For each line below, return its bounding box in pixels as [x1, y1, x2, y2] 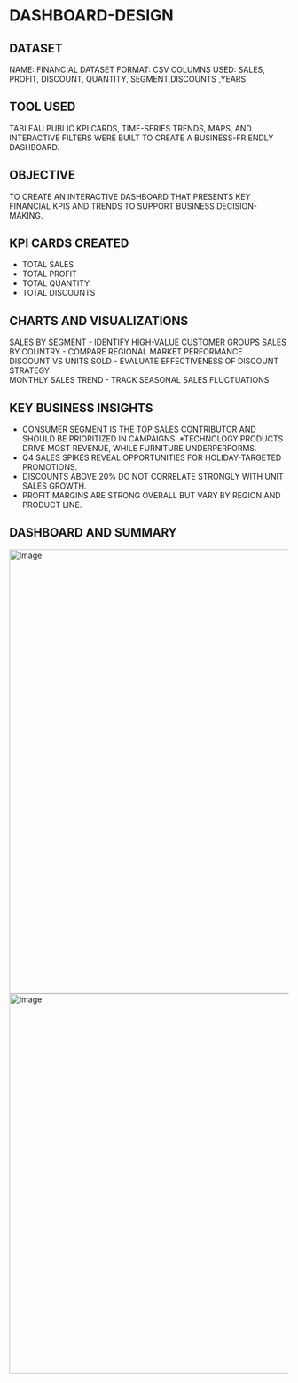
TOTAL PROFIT [21, 268, 77, 280]
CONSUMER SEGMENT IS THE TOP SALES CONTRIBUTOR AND [21, 424, 257, 435]
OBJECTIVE [9, 168, 75, 183]
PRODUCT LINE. [21, 499, 82, 511]
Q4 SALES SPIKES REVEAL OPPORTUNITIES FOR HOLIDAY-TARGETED [21, 452, 282, 463]
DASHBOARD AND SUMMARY [9, 525, 177, 540]
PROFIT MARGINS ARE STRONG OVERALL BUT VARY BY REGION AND [21, 490, 281, 501]
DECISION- [216, 201, 257, 211]
